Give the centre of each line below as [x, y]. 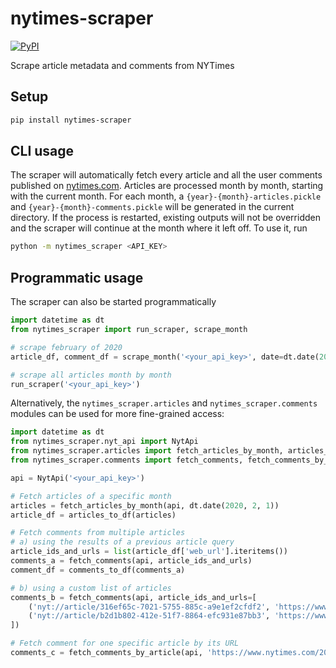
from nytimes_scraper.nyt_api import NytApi [104, 442]
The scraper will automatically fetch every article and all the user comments [166, 175]
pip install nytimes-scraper [71, 120]
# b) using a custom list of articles [91, 588]
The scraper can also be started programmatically [113, 302]
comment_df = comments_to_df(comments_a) [98, 570]
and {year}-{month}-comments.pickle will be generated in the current [152, 207]
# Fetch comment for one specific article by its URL [125, 643]
